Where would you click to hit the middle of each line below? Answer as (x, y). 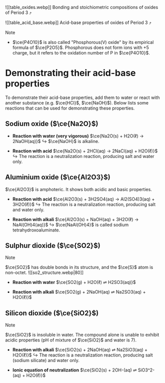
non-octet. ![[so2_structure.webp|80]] (44, 272)
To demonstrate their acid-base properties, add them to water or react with (82, 97)
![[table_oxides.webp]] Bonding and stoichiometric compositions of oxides (82, 7)
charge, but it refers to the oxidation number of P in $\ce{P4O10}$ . (81, 53)
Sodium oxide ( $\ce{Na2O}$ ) (52, 124)
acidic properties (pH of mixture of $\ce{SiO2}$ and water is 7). (71, 340)
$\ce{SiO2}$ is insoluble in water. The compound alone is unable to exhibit (82, 335)
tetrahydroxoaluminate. (36, 230)
